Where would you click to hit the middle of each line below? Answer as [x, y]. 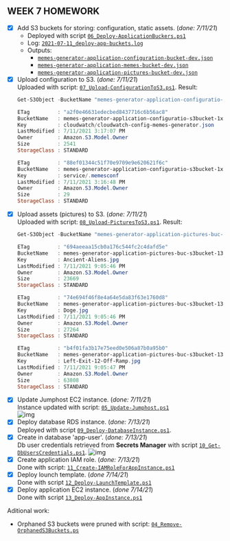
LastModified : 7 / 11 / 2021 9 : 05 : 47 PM [71, 367]
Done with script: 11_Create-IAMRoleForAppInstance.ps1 [96, 467]
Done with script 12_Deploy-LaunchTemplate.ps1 [84, 482]
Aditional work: [28, 510]
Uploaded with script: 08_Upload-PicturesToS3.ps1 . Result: [100, 222]
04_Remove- [166, 525]
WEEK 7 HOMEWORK [54, 11]
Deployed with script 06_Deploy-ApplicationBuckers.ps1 [107, 35]
